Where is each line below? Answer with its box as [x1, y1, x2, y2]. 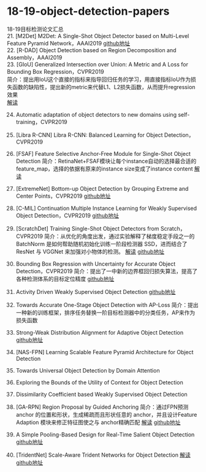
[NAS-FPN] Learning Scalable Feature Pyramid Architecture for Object [15, 348, 194, 355]
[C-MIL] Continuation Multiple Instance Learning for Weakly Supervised [15, 204, 197, 212]
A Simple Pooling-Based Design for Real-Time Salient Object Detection [15, 431, 195, 438]
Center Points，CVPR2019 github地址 [15, 192, 111, 199]
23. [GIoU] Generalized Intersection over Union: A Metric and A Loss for [7, 60, 189, 68]
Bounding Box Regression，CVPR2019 [7, 68, 104, 75]
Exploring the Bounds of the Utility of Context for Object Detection [15, 379, 183, 386]
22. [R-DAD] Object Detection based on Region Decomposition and [7, 46, 177, 53]
